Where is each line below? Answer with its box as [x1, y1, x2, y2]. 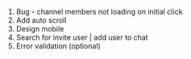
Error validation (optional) [15, 41, 101, 51]
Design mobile [15, 24, 64, 33]
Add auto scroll [15, 15, 67, 25]
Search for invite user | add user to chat [15, 32, 148, 42]
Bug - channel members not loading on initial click [15, 7, 183, 16]
